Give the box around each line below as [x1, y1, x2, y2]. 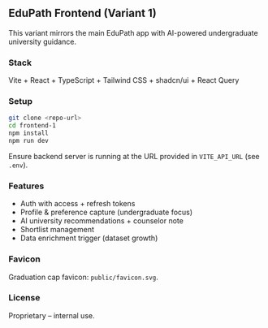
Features [8, 180, 45, 192]
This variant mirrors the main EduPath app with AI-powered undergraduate [8, 28, 258, 37]
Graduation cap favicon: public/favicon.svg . [8, 272, 158, 282]
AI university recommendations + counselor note [19, 216, 184, 226]
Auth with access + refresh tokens [19, 199, 136, 209]
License [8, 292, 41, 304]
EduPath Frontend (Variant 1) [8, 6, 157, 20]
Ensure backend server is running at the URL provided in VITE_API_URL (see [8, 151, 260, 161]
